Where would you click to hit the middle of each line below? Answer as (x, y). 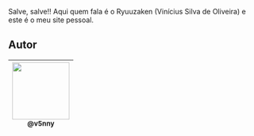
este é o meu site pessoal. (51, 20)
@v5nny (41, 123)
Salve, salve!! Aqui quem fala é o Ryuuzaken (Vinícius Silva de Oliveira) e (127, 12)
